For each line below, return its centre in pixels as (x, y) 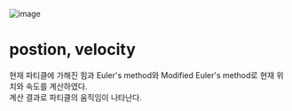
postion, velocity (72, 50)
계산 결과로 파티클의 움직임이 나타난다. (75, 97)
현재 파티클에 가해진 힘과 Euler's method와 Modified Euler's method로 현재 (142, 75)
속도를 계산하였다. (56, 86)
